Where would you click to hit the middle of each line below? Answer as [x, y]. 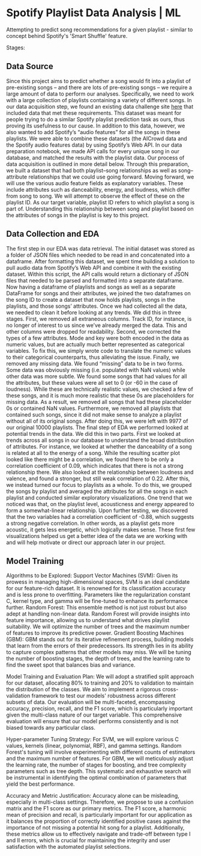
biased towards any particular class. [51, 728]
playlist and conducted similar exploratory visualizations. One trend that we [99, 497]
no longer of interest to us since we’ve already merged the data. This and [97, 325]
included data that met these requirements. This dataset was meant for [94, 113]
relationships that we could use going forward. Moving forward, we [111, 177]
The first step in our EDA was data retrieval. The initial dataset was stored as [100, 248]
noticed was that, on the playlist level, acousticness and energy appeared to [100, 504]
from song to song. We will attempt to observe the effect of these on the [95, 196]
